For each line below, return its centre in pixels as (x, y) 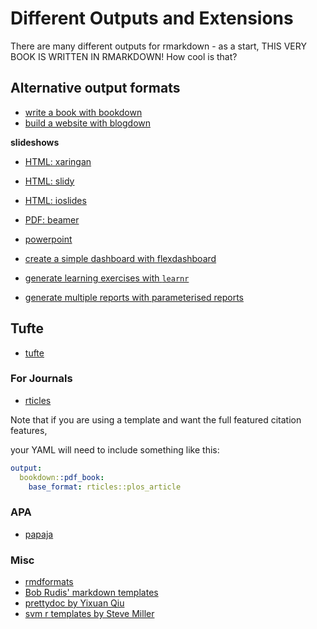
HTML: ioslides (55, 200)
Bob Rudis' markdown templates (91, 593)
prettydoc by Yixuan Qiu (74, 603)
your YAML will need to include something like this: (115, 449)
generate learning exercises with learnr (107, 278)
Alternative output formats (95, 88)
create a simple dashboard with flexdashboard (120, 258)
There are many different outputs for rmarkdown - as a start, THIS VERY (158, 46)
